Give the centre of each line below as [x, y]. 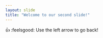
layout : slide [20, 10]
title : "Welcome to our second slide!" [48, 15]
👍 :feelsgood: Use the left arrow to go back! [52, 30]
